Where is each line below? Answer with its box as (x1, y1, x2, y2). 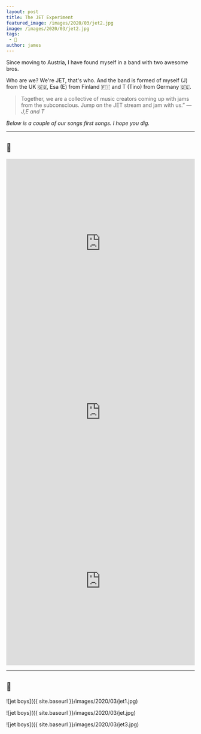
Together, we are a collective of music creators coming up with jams (20, 95, 190, 102)
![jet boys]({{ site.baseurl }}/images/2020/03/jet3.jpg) (6, 721, 139, 728)
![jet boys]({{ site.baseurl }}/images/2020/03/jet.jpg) (6, 709, 136, 716)
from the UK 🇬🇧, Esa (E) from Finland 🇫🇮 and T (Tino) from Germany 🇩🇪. (6, 83, 191, 90)
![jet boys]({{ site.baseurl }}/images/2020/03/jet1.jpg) (6, 697, 138, 705)
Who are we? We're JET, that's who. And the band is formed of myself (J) (6, 76, 188, 84)
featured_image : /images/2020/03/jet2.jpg (6, 20, 114, 26)
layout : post (6, 8, 39, 15)
